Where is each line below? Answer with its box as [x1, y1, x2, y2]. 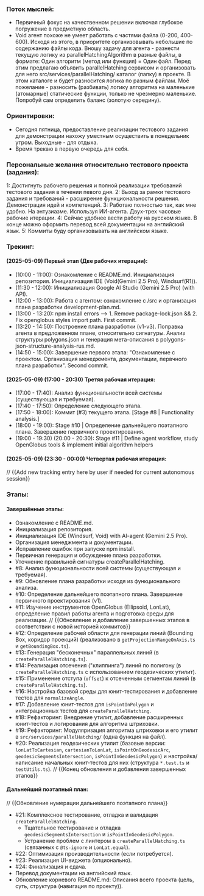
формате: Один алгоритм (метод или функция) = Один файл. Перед [15, 57, 191, 65]
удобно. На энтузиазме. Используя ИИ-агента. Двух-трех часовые [6, 207, 181, 215]
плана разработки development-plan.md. [15, 304, 121, 311]
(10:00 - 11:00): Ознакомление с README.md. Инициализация [15, 271, 175, 279]
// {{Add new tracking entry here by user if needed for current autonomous [6, 468, 195, 476]
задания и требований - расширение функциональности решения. [6, 195, 180, 202]
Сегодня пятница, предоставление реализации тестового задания [15, 126, 189, 133]
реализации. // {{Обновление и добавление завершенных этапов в [15, 616, 190, 623]
